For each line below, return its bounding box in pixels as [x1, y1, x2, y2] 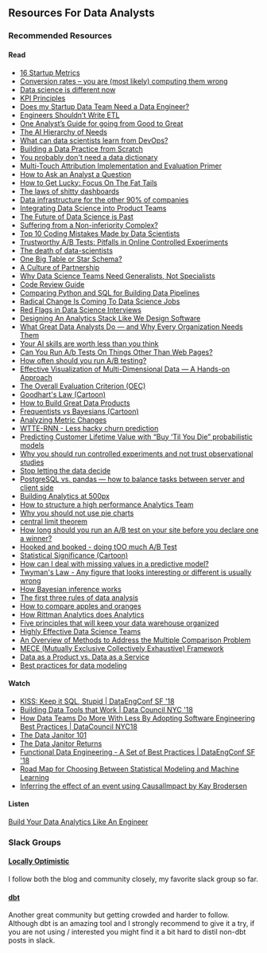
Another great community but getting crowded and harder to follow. [8, 910, 230, 920]
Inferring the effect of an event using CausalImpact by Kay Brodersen [19, 781, 248, 790]
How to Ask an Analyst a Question [19, 169, 132, 178]
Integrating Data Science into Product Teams [19, 203, 167, 213]
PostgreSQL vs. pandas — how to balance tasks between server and [19, 474, 245, 484]
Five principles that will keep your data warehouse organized [19, 618, 219, 628]
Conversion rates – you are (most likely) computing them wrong [19, 76, 228, 86]
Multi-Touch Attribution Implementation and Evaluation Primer [19, 161, 222, 171]
